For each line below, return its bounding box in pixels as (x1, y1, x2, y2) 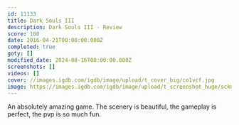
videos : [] (7, 70, 40, 77)
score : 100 (7, 30, 40, 38)
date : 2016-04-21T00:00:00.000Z (7, 37, 103, 44)
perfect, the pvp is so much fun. (7, 110, 102, 119)
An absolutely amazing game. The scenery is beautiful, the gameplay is (7, 102, 217, 111)
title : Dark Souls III (7, 17, 75, 24)
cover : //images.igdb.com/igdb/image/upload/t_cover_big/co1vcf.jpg (7, 76, 215, 84)
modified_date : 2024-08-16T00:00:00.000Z (7, 57, 132, 64)
